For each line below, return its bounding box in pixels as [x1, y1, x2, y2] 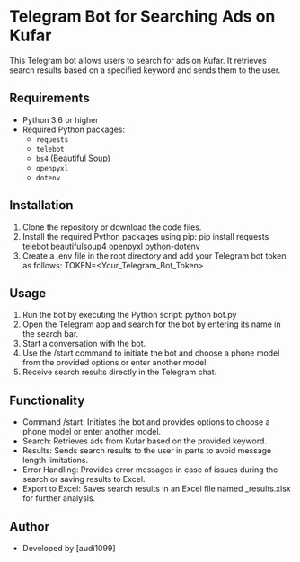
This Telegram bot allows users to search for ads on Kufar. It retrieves [9, 55, 267, 66]
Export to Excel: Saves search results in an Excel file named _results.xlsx [22, 483, 291, 495]
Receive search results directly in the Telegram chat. [22, 366, 217, 378]
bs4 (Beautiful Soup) [35, 153, 110, 163]
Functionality [9, 392, 85, 408]
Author [9, 519, 49, 534]
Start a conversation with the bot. [22, 338, 146, 349]
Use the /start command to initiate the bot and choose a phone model [22, 347, 280, 358]
